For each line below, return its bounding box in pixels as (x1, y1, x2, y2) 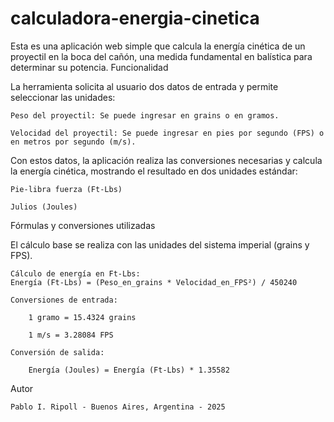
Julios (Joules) (10, 202, 78, 212)
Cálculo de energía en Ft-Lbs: (10, 268, 141, 279)
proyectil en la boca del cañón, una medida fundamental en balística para (10, 50, 313, 62)
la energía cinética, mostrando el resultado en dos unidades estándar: (10, 165, 298, 177)
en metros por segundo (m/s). (10, 137, 137, 147)
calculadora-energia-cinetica (10, 7, 260, 30)
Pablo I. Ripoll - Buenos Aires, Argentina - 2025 (10, 402, 226, 412)
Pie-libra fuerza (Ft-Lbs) (10, 184, 123, 194)
